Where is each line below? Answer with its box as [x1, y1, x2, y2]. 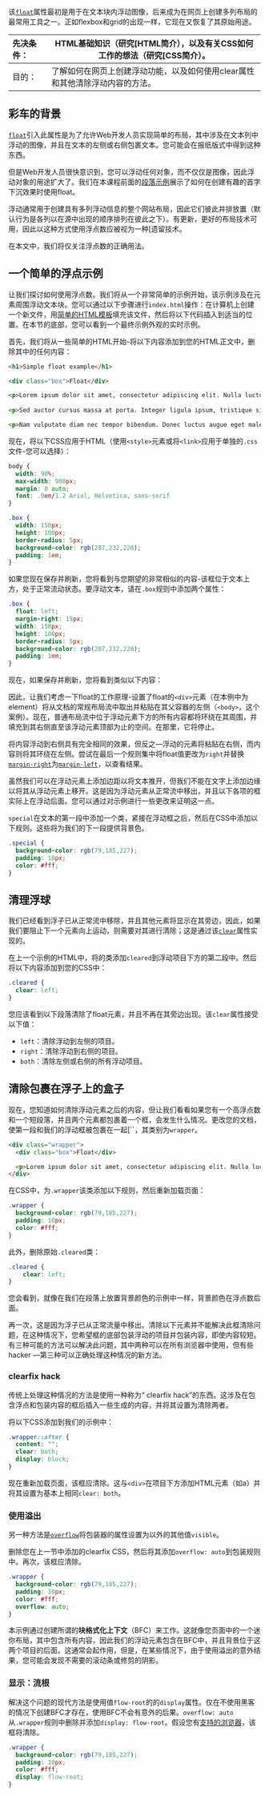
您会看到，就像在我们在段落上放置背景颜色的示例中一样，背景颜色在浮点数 [8, 1293, 254, 1303]
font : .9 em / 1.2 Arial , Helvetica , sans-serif [15, 492, 171, 500]
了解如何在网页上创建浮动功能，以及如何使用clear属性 [51, 66, 255, 76]
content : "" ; [15, 1440, 59, 1448]
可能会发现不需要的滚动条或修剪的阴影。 [29, 1656, 163, 1665]
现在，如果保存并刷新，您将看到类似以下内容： [8, 675, 163, 685]
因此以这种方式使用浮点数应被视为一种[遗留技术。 [22, 223, 187, 234]
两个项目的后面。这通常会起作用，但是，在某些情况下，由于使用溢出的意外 [8, 1645, 254, 1655]
